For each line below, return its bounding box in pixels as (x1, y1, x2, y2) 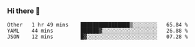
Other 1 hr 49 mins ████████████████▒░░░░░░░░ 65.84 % (7, 22, 188, 29)
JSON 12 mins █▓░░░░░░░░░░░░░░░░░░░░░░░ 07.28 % (7, 33, 188, 40)
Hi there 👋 (7, 6, 41, 16)
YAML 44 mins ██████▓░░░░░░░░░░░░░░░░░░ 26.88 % (7, 27, 188, 35)
